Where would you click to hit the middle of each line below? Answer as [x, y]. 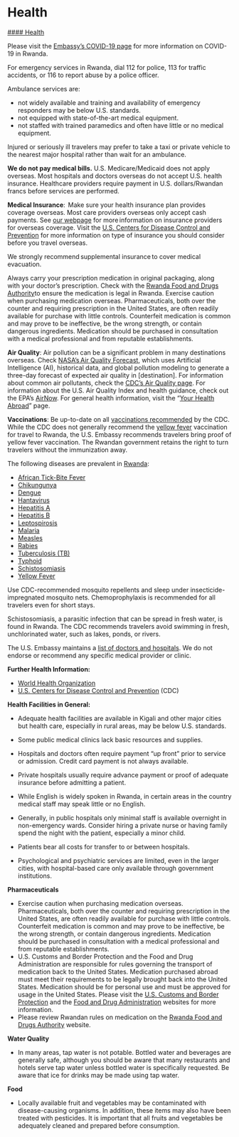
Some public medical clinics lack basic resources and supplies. [110, 739]
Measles [30, 538]
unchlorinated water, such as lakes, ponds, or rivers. [84, 634]
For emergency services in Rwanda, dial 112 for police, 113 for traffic [107, 67]
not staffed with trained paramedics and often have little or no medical [121, 125]
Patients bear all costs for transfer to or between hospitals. [103, 847]
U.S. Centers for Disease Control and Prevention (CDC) [98, 690]
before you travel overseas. [47, 243]
